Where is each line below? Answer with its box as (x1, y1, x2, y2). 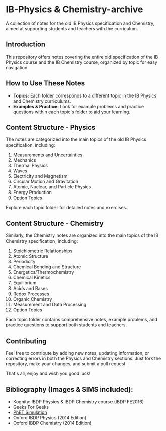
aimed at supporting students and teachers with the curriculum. (6, 25, 138, 31)
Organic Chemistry (13, 296, 52, 302)
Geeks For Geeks (13, 404, 49, 410)
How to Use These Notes (6, 79, 85, 88)
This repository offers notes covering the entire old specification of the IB (6, 54, 158, 60)
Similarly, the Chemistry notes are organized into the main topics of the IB (6, 232, 158, 238)
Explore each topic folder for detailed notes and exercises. (6, 205, 128, 211)
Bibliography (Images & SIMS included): (6, 385, 133, 394)
